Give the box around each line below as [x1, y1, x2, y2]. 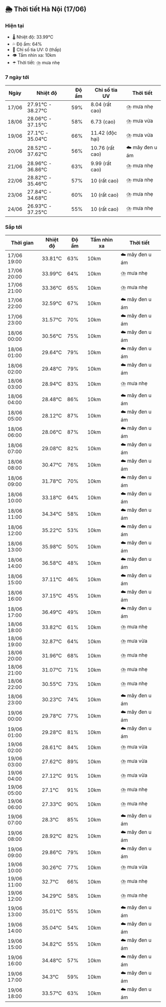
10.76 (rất [90, 145, 115, 152]
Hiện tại [5, 22, 24, 29]
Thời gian [10, 240, 34, 247]
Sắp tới [5, 223, 22, 230]
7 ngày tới [5, 74, 30, 81]
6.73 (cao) [90, 118, 116, 125]
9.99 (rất [90, 160, 112, 167]
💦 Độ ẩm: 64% [12, 41, 42, 47]
